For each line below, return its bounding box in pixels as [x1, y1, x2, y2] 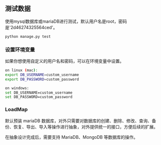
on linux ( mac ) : [5, 68, 38, 73]
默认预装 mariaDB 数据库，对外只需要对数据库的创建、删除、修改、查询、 [5, 118, 152, 124]
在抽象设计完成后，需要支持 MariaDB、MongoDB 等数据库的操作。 [5, 134, 138, 140]
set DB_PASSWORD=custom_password [5, 95, 73, 99]
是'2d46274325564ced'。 [5, 24, 58, 30]
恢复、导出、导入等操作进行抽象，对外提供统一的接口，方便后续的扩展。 [13, 124, 158, 129]
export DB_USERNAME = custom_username [5, 72, 79, 77]
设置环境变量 [5, 46, 35, 53]
